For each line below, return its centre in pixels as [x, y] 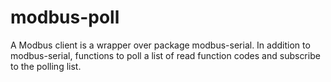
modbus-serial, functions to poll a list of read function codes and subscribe [165, 55]
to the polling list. [46, 66]
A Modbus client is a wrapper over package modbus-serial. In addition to [160, 45]
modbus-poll [65, 17]
